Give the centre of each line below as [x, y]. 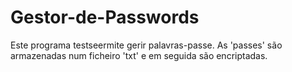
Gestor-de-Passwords [105, 17]
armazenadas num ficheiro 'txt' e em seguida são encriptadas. [139, 55]
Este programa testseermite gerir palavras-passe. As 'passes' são [146, 45]
